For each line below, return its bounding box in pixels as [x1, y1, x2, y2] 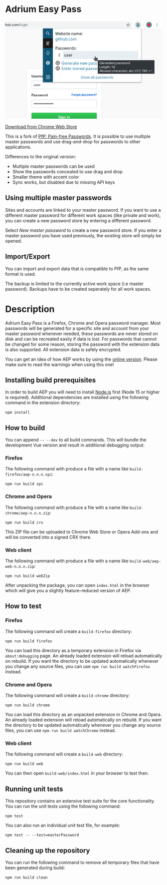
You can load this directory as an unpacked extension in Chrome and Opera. [5, 712, 162, 717]
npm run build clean [5, 875, 48, 880]
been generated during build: [5, 865, 65, 871]
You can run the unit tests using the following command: [5, 803, 121, 810]
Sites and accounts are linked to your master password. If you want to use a [5, 207, 161, 213]
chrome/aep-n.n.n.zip [5, 510, 50, 515]
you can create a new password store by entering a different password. [5, 217, 152, 223]
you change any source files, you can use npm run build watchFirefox [5, 663, 151, 669]
